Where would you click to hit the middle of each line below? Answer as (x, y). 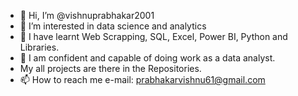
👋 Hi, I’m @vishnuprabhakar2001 (87, 15)
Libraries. (39, 47)
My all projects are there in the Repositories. (110, 68)
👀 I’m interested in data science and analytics (113, 26)
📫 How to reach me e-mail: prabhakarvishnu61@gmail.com (142, 79)
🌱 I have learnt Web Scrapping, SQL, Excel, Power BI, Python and (153, 36)
